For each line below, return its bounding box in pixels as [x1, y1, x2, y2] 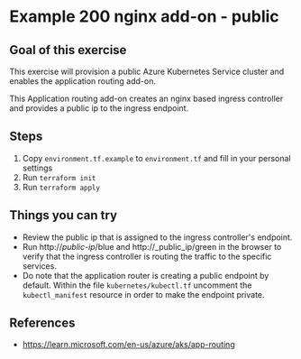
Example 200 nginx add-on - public [9, 6, 279, 27]
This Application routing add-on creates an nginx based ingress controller [9, 93, 284, 104]
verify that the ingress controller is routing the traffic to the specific [22, 251, 272, 262]
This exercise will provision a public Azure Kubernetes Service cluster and [9, 66, 285, 77]
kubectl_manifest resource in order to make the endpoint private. [22, 289, 265, 299]
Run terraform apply [22, 181, 101, 192]
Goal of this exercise [9, 42, 127, 58]
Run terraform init [22, 171, 96, 182]
